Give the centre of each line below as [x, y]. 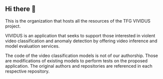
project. [13, 26]
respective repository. [27, 71]
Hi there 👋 [20, 9]
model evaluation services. [33, 46]
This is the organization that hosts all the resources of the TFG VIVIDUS [78, 21]
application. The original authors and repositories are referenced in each [79, 66]
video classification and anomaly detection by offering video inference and [81, 41]
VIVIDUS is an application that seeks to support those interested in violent [80, 35]
